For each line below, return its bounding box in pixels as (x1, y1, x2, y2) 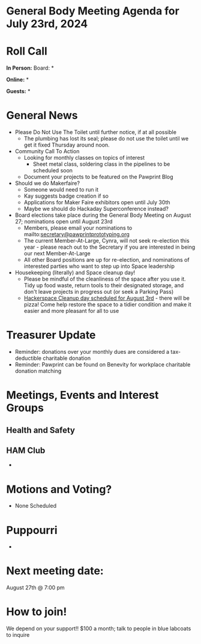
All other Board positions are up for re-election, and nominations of (23, 257, 190, 264)
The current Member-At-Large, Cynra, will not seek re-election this (23, 237, 190, 245)
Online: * (6, 76, 29, 84)
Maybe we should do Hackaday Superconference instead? (23, 205, 169, 213)
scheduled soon (32, 167, 73, 174)
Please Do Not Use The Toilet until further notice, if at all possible (14, 129, 177, 136)
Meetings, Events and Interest (6, 389, 159, 402)
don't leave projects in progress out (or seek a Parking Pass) (23, 288, 174, 296)
